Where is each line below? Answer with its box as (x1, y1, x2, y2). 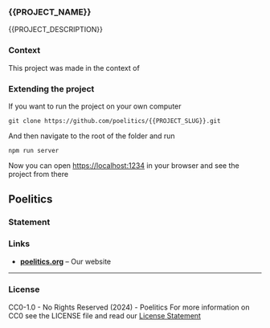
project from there (8, 169, 69, 178)
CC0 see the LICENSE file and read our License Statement (8, 310, 201, 320)
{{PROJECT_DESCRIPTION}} (8, 25, 103, 35)
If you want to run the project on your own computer (8, 101, 182, 111)
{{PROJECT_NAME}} (8, 6, 92, 18)
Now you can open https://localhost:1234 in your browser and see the (8, 160, 239, 170)
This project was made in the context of (8, 63, 141, 72)
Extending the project (8, 83, 95, 94)
